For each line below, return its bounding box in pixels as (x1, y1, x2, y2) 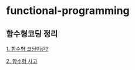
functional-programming (6, 4, 130, 17)
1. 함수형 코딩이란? (6, 45, 49, 52)
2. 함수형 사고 (6, 58, 38, 65)
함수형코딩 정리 (6, 29, 58, 38)
